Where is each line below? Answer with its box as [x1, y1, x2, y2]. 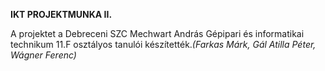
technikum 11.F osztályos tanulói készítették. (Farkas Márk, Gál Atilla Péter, [10, 39, 317, 50]
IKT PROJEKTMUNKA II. [10, 9, 113, 20]
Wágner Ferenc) [10, 49, 77, 61]
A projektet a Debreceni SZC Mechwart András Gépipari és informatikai [10, 28, 305, 39]
